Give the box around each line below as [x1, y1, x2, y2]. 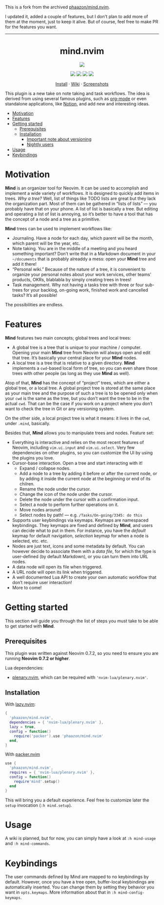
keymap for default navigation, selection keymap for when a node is [12, 532, 149, 539]
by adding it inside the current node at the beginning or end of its [19, 476, 151, 482]
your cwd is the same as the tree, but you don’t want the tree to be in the [5, 395, 150, 401]
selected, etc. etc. [12, 538, 49, 544]
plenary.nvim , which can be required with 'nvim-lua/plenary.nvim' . [12, 674, 148, 680]
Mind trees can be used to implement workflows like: [5, 226, 112, 232]
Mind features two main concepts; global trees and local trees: [5, 335, 131, 341]
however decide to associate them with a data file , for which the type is [12, 548, 156, 554]
